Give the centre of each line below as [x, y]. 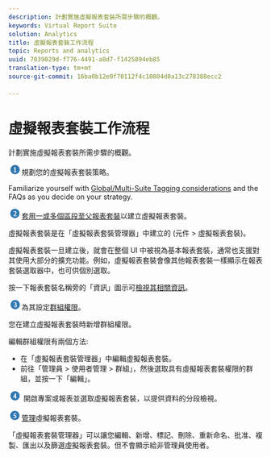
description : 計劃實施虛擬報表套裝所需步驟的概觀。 [86, 17]
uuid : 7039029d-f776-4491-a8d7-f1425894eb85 [84, 60]
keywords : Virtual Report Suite [63, 25]
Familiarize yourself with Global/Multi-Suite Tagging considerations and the [133, 188]
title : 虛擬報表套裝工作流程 [51, 43]
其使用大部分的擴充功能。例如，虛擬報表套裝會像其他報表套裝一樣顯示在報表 [135, 260]
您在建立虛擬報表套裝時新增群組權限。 [72, 324]
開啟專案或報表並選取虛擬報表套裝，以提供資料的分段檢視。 [122, 398]
